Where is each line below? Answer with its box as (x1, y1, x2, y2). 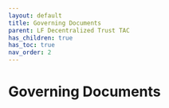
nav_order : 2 (8, 48, 52, 56)
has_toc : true (8, 41, 56, 49)
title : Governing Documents (8, 19, 102, 27)
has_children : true (8, 33, 73, 42)
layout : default (8, 11, 62, 20)
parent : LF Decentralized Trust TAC (8, 26, 130, 34)
